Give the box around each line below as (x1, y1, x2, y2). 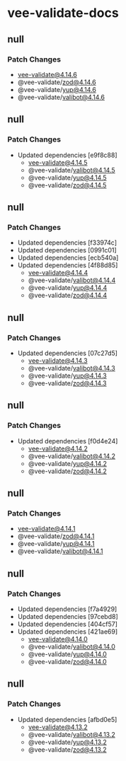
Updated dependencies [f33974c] (17, 238, 118, 247)
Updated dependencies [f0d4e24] (17, 436, 118, 445)
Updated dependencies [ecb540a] (17, 253, 119, 262)
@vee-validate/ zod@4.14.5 (28, 180, 107, 189)
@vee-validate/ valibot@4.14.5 (28, 165, 115, 174)
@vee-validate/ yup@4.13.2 (28, 738, 108, 746)
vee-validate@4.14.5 (28, 158, 88, 167)
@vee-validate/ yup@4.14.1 (17, 540, 95, 548)
